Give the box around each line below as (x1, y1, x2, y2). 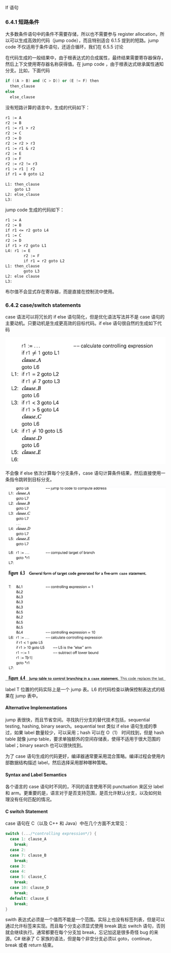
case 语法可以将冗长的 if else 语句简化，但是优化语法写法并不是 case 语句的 (5, 314, 165, 320)
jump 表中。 (15, 692, 41, 699)
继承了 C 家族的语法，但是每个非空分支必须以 (21, 936, 117, 942)
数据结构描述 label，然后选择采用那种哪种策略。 (9, 759, 110, 765)
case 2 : (10, 847, 26, 852)
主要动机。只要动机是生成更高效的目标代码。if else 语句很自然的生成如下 (5, 320, 158, 326)
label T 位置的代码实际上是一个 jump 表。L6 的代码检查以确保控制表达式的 (5, 686, 161, 692)
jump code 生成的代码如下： (5, 207, 65, 213)
